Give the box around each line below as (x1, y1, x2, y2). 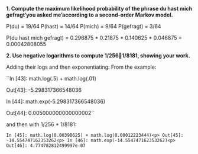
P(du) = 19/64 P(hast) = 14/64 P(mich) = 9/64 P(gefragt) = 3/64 (6, 23, 161, 30)
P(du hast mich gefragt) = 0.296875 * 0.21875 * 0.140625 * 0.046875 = (6, 34, 182, 41)
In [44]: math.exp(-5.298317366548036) (6, 98, 106, 105)
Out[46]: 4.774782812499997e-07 (6, 143, 86, 149)
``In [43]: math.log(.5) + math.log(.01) (6, 75, 96, 82)
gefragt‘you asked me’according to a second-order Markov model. (6, 11, 173, 18)
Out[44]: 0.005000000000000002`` (6, 110, 95, 116)
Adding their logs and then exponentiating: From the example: (6, 63, 157, 70)
